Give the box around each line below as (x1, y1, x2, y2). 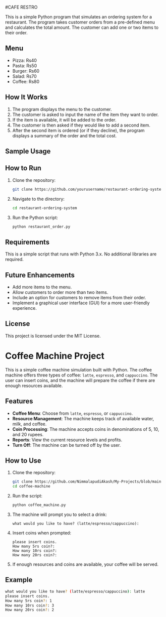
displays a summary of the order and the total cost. (12, 132, 117, 138)
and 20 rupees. (12, 431, 44, 437)
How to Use (5, 457, 42, 465)
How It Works (5, 93, 48, 102)
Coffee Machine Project (5, 351, 105, 362)
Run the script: (12, 493, 43, 499)
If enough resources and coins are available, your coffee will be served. (12, 561, 159, 567)
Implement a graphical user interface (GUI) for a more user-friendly (12, 300, 150, 306)
